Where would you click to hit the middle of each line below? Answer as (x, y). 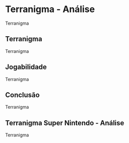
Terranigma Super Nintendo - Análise (65, 123)
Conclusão (23, 95)
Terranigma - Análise (50, 9)
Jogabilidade (26, 67)
